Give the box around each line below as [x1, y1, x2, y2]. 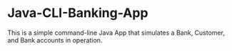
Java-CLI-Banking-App [7, 5, 148, 21]
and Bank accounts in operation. [7, 35, 103, 44]
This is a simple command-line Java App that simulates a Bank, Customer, [7, 28, 225, 37]
